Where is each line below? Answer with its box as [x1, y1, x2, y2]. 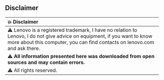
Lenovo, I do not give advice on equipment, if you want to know [7, 33, 153, 40]
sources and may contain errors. [7, 59, 85, 65]
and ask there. [7, 45, 41, 52]
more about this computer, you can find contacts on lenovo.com [7, 39, 155, 45]
